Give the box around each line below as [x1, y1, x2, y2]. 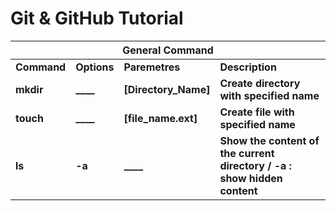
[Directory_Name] [123, 82, 211, 96]
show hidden [219, 171, 283, 185]
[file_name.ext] [123, 111, 198, 125]
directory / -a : [219, 158, 292, 172]
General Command [122, 43, 214, 57]
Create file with [219, 105, 295, 119]
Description [219, 60, 277, 74]
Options [75, 60, 115, 74]
